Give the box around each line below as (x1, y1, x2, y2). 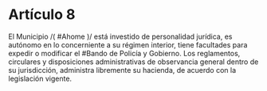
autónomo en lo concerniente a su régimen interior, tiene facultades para (8, 40, 248, 49)
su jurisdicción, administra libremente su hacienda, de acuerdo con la (8, 65, 237, 74)
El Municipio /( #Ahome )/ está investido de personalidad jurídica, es (8, 32, 233, 41)
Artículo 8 (8, 6, 76, 24)
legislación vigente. (8, 74, 73, 83)
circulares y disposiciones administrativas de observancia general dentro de (8, 57, 259, 66)
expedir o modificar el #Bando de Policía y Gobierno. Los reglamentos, (8, 48, 241, 58)
